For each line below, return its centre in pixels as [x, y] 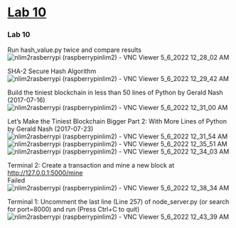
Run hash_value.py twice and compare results [75, 50]
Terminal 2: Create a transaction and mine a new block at [91, 165]
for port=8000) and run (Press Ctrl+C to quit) [74, 210]
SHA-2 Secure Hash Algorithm [52, 71]
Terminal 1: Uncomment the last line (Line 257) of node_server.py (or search [118, 202]
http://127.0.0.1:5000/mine [45, 173]
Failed [16, 180]
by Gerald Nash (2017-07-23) [50, 129]
